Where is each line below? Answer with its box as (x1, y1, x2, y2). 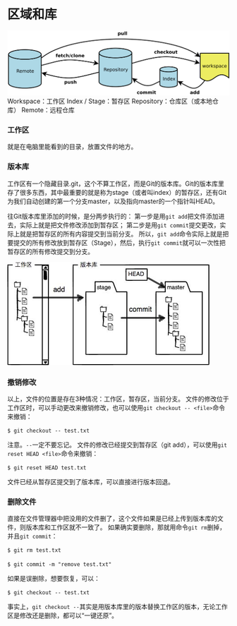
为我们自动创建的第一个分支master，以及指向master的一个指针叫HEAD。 (7, 197, 219, 205)
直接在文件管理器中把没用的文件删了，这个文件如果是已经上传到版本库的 (7, 514, 217, 523)
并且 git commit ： (7, 532, 58, 541)
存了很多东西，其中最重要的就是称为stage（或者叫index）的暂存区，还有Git (7, 188, 227, 196)
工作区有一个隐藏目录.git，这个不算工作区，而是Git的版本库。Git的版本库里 (7, 179, 224, 188)
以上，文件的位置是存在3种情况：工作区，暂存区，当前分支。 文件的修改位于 (7, 395, 229, 403)
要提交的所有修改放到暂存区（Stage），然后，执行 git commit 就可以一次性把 (7, 238, 226, 247)
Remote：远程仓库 (20, 106, 75, 114)
